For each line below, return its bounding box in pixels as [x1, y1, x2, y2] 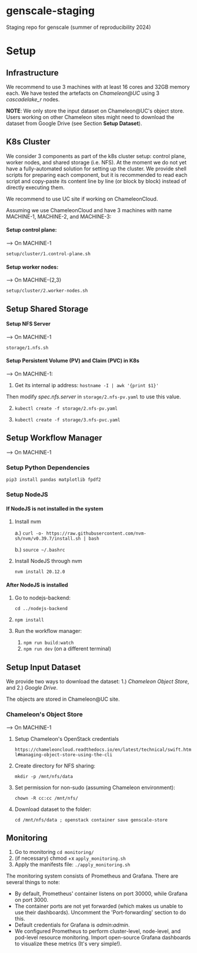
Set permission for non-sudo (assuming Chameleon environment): [14, 784, 175, 791]
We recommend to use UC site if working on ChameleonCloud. [6, 195, 158, 202]
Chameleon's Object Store [6, 710, 84, 718]
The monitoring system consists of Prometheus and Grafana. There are [6, 872, 178, 879]
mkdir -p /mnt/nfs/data [14, 773, 74, 779]
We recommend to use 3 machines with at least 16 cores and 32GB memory [6, 83, 190, 90]
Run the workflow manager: [14, 628, 82, 635]
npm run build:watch [23, 640, 74, 646]
